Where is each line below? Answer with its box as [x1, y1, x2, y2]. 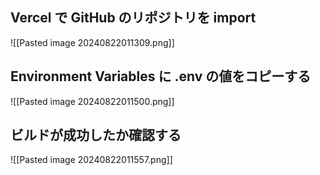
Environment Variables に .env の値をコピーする [10, 68, 312, 85]
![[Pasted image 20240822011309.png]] [10, 36, 175, 48]
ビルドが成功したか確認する [10, 127, 182, 144]
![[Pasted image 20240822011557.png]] [10, 154, 173, 166]
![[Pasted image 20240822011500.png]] [10, 95, 175, 107]
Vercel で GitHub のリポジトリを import [10, 9, 257, 27]
